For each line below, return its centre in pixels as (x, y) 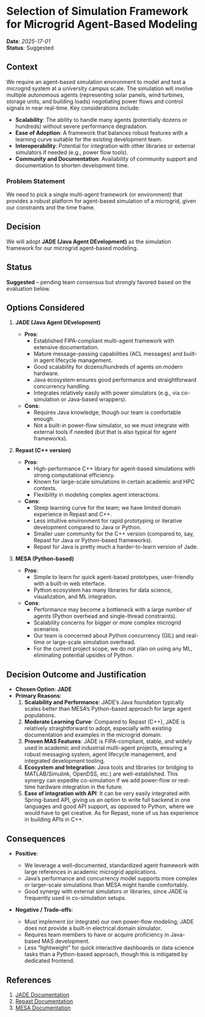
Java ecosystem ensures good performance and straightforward (115, 380)
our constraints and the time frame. (51, 208)
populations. (40, 716)
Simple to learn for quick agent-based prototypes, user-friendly (114, 577)
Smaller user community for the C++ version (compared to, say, (114, 534)
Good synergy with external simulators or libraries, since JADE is (106, 891)
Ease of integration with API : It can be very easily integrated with (107, 793)
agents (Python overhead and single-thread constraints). (105, 616)
